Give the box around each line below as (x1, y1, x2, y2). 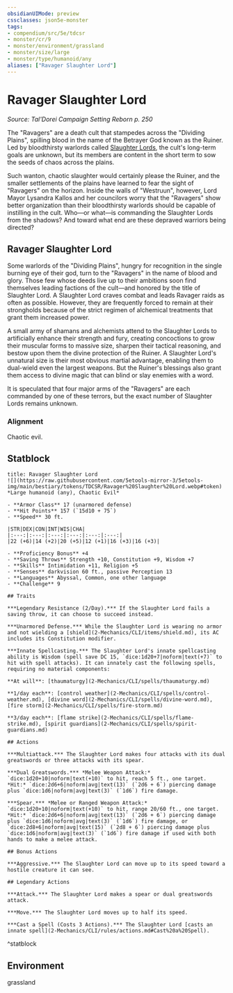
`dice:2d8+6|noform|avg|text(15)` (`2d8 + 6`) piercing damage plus (7, 824, 210, 831)
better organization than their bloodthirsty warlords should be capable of (7, 201, 216, 209)
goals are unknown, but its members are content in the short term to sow (7, 150, 216, 159)
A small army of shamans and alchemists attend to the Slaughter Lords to (7, 327, 217, 335)
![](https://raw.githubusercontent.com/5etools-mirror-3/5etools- (7, 477, 204, 484)
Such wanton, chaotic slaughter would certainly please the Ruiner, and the (7, 171, 220, 179)
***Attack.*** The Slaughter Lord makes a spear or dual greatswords (7, 891, 214, 898)
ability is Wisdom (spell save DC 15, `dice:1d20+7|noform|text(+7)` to (7, 654, 223, 661)
